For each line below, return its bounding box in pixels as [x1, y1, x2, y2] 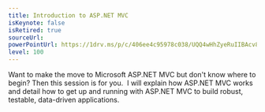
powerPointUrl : [8, 41, 58, 49]
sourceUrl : [8, 33, 44, 42]
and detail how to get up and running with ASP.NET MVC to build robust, [8, 87, 244, 95]
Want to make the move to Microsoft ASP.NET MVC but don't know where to [8, 70, 256, 79]
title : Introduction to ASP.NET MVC [8, 11, 129, 20]
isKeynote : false [8, 19, 65, 27]
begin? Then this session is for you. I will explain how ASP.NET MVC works [8, 78, 254, 88]
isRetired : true [8, 26, 62, 34]
